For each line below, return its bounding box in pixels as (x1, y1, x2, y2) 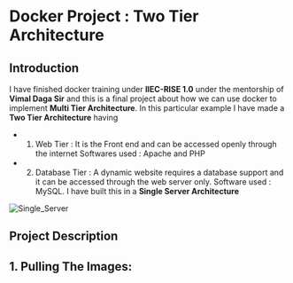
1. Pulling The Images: (9, 259, 133, 274)
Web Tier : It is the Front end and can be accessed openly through (35, 139, 277, 149)
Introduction (9, 60, 80, 75)
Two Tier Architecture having (9, 113, 119, 122)
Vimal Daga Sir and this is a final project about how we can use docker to (9, 93, 277, 104)
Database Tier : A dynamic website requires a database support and (35, 167, 284, 177)
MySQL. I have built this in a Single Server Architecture (35, 186, 239, 196)
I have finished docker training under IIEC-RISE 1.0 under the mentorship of (9, 84, 285, 94)
